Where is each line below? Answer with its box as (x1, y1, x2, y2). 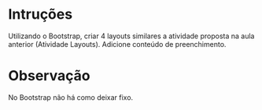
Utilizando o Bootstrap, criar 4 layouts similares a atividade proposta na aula (8, 31, 255, 41)
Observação (8, 67, 90, 85)
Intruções (8, 5, 73, 23)
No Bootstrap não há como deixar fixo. (8, 92, 134, 102)
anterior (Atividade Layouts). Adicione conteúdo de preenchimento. (8, 39, 227, 48)
